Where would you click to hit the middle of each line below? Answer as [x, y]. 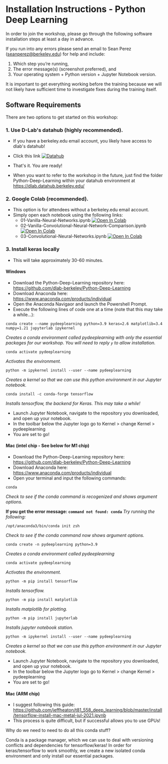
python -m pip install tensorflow [42, 581]
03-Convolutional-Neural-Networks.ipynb [63, 236]
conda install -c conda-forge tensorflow [49, 394]
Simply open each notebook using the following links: [68, 215]
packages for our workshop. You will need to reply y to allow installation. [81, 342]
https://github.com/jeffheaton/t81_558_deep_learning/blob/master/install [87, 710]
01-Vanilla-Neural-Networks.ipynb [55, 220]
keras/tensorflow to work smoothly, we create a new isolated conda [75, 750]
